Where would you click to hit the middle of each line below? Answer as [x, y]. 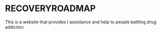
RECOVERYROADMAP [50, 8]
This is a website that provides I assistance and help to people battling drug [81, 22]
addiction [15, 27]
